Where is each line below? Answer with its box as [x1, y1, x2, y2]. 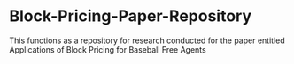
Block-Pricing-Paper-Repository [9, 6, 252, 26]
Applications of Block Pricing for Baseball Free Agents [9, 44, 206, 54]
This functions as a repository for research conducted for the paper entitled [9, 35, 285, 46]
